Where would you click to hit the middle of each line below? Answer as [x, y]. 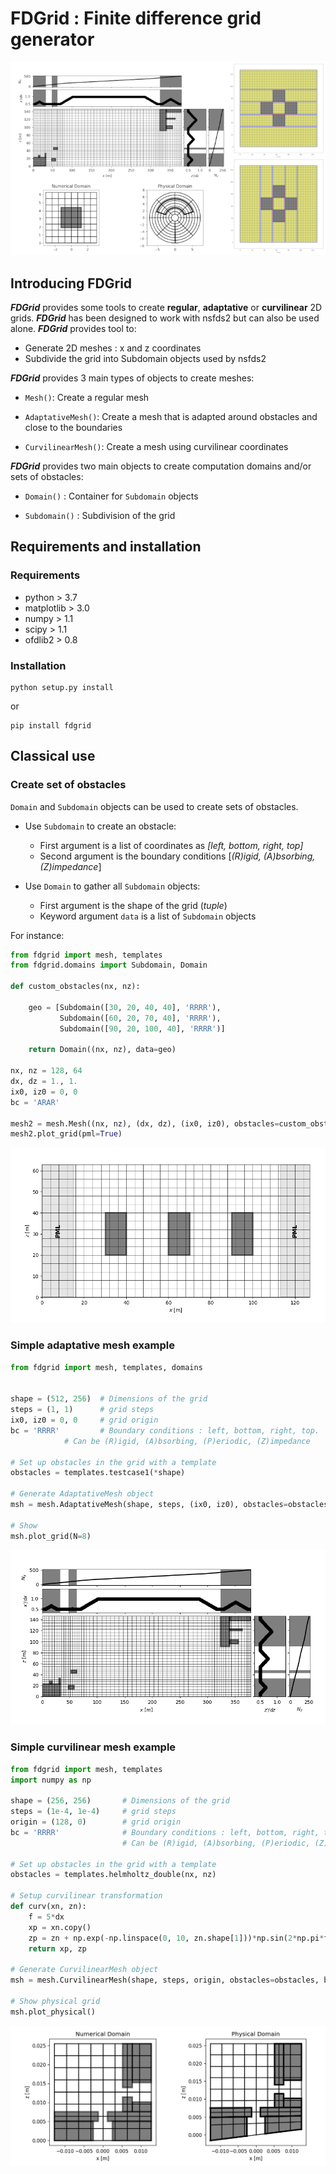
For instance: [37, 935]
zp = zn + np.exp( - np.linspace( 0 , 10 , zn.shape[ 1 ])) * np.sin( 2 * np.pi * [176, 1938]
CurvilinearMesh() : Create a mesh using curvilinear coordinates [156, 446]
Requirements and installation [106, 547]
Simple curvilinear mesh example [93, 1747]
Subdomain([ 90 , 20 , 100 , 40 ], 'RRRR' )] [142, 1028]
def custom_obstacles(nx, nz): [75, 987]
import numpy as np [51, 1780]
